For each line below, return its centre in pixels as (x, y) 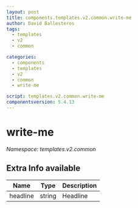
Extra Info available (43, 168)
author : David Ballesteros (40, 23)
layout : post (23, 12)
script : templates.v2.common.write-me (55, 96)
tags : (13, 29)
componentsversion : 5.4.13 (40, 102)
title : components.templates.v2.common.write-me (69, 18)
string (48, 196)
